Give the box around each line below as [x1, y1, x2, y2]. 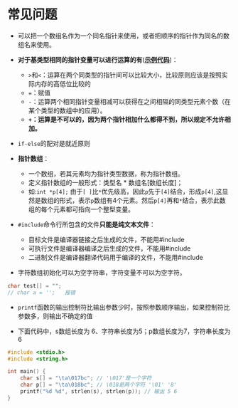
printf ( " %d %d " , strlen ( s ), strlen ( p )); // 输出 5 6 [20, 388, 178, 395]
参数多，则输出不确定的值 [17, 311, 93, 320]
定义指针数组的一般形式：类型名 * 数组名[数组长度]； [28, 178, 183, 187]
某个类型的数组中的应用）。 [28, 106, 107, 115]
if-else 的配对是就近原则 [17, 139, 90, 147]
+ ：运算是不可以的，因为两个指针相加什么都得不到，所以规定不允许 [28, 115, 225, 123]
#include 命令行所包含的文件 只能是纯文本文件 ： [17, 220, 156, 229]
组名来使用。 [17, 40, 55, 48]
